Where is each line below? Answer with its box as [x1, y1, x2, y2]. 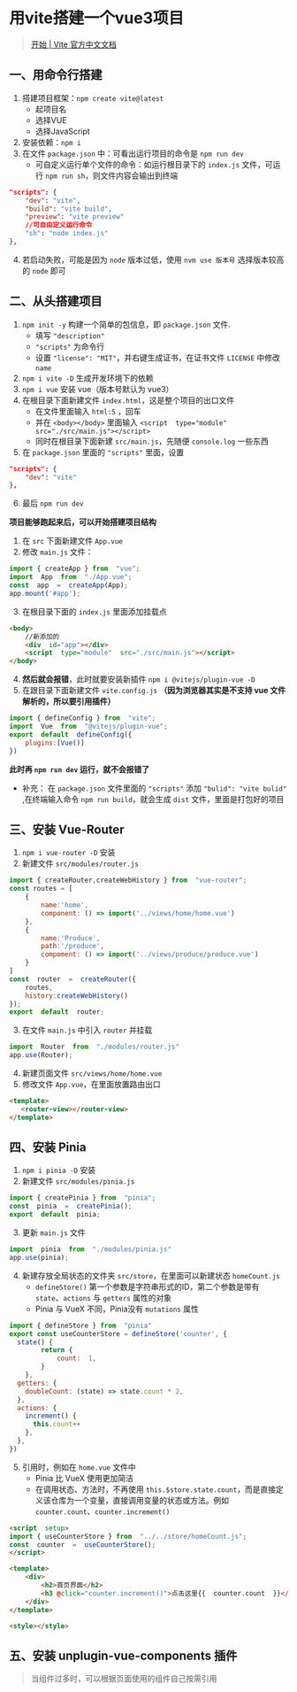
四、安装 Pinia [9, 1140, 87, 1155]
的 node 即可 [21, 265, 66, 275]
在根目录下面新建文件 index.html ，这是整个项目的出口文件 [21, 395, 235, 406]
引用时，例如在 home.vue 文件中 [21, 1462, 136, 1472]
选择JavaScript [34, 126, 90, 136]
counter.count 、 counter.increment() [34, 1506, 171, 1517]
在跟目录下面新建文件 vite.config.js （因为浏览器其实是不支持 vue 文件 [21, 685, 286, 696]
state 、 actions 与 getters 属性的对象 [34, 1292, 172, 1302]
